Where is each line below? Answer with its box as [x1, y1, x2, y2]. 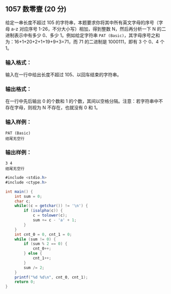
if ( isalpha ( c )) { [24, 208, 63, 213]
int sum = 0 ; [14, 194, 42, 199]
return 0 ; [14, 279, 36, 285]
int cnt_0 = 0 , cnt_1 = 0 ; [14, 232, 72, 237]
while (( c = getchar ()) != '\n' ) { [14, 203, 88, 209]
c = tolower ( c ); [32, 213, 68, 218]
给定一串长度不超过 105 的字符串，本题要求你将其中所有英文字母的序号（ [5, 19, 159, 26]
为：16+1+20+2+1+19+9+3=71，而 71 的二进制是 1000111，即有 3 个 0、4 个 [5, 38, 165, 44]
